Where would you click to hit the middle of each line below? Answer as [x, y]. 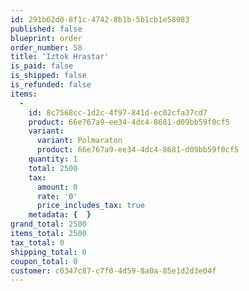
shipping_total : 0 [48, 252]
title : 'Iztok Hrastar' [60, 57]
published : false [46, 29]
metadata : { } [60, 215]
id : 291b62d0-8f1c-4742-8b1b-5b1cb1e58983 [100, 19]
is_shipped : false [48, 76]
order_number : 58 [46, 47]
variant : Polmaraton [79, 141]
